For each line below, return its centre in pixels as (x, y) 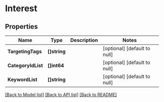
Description (84, 40)
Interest (21, 9)
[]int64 (56, 65)
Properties (21, 27)
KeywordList (22, 80)
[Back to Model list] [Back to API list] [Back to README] (61, 95)
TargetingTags (25, 51)
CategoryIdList (25, 65)
